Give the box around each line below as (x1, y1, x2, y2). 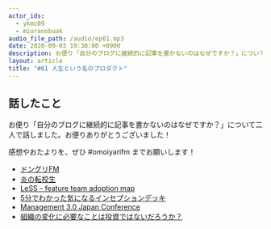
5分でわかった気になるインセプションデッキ (19, 193, 167, 202)
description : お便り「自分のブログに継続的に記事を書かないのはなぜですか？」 (8, 49, 242, 57)
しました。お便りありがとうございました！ (29, 129, 171, 139)
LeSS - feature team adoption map (19, 183, 135, 193)
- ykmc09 (15, 19, 45, 28)
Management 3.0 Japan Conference (19, 201, 141, 211)
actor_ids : (8, 11, 45, 20)
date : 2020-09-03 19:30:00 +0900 (8, 42, 121, 50)
